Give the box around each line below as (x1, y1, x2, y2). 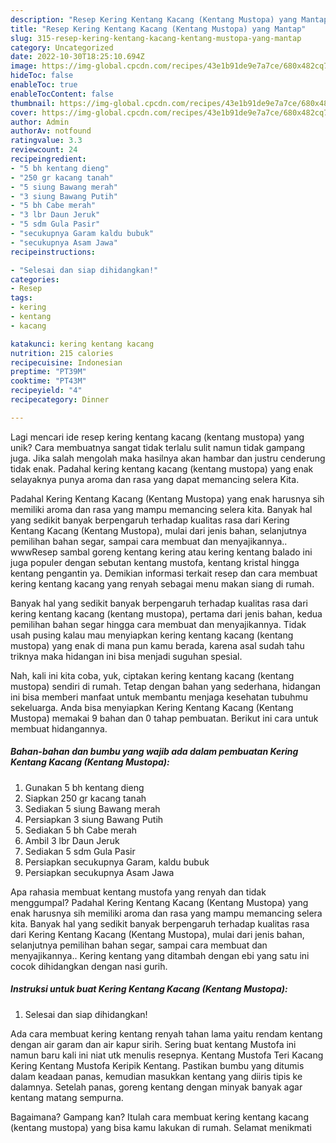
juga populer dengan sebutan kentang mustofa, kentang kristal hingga (10, 556, 300, 568)
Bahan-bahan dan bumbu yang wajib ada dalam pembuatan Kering (10, 746, 299, 758)
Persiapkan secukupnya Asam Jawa (24, 866, 175, 878)
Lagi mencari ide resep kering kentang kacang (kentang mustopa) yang (10, 431, 305, 443)
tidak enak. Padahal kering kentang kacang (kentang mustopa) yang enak (10, 462, 314, 475)
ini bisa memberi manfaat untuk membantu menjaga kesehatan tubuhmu (10, 691, 309, 703)
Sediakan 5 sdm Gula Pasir (24, 845, 136, 857)
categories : (10, 274, 60, 285)
